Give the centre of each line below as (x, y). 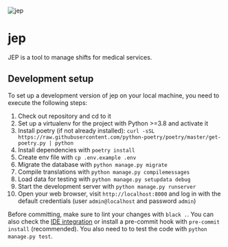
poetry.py (32, 143)
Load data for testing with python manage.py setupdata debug (104, 179)
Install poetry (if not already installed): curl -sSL (86, 130)
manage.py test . (31, 236)
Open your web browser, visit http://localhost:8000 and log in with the (119, 193)
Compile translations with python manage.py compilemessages (104, 172)
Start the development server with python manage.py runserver (107, 186)
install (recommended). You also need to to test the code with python (107, 228)
